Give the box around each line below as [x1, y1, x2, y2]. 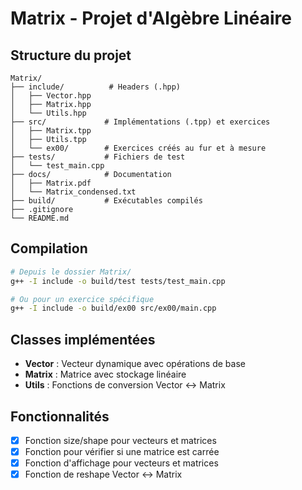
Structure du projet [10, 47, 132, 64]
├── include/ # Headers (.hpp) [10, 82, 182, 92]
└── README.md [10, 213, 70, 223]
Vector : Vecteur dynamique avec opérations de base [24, 358, 246, 370]
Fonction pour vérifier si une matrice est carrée [24, 446, 220, 457]
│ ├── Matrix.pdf [10, 178, 92, 188]
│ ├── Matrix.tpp [10, 126, 92, 136]
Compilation [10, 240, 88, 257]
